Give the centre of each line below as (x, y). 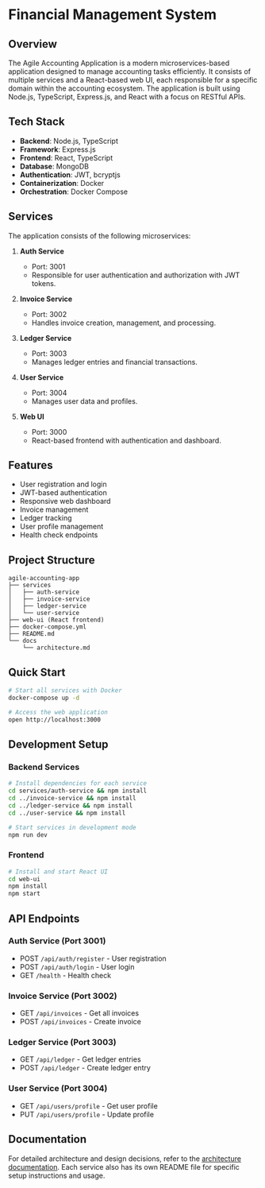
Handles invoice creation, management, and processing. (124, 323)
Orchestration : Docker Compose (74, 192)
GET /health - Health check (65, 975)
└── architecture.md (56, 648)
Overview (33, 44)
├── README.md (32, 634)
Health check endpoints (59, 535)
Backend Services (44, 767)
